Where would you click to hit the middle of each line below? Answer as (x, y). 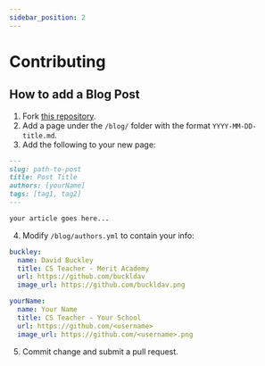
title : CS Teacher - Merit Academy (83, 269)
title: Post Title (43, 178)
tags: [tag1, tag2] (46, 194)
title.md (38, 136)
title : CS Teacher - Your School (79, 318)
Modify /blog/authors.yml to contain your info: (108, 235)
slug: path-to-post (46, 169)
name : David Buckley (55, 260)
